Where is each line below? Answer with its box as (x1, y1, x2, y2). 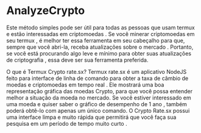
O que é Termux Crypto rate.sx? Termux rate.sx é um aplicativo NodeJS (6, 68, 187, 75)
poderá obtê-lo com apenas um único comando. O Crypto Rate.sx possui (6, 107, 190, 114)
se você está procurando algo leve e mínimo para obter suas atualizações (6, 49, 192, 57)
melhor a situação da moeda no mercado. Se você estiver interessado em (6, 94, 191, 101)
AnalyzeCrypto (6, 4, 85, 18)
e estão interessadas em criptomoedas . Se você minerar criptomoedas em (6, 30, 195, 37)
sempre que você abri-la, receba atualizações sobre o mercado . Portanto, (6, 43, 194, 51)
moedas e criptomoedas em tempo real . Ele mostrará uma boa (6, 81, 164, 88)
